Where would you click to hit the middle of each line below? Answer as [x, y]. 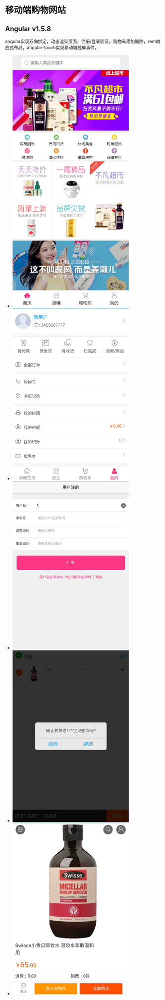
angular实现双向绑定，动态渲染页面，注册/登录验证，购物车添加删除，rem [81, 41]
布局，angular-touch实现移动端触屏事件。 [56, 47]
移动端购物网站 [36, 10]
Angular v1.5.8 [28, 29]
